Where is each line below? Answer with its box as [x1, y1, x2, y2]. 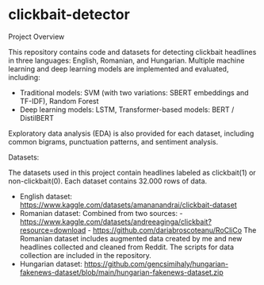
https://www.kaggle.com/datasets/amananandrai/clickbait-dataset [19, 200, 237, 210]
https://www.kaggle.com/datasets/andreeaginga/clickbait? [19, 217, 212, 226]
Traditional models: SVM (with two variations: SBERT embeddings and [19, 87, 249, 97]
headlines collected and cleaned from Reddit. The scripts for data [19, 242, 235, 252]
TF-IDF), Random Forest [19, 96, 99, 106]
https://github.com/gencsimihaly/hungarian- [84, 259, 228, 268]
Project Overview [8, 32, 65, 41]
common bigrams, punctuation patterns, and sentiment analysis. [8, 137, 219, 146]
